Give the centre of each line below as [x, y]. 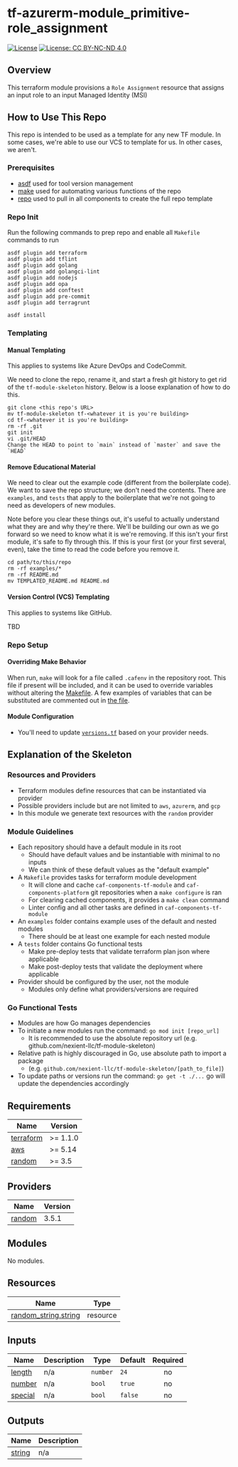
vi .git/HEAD [27, 439]
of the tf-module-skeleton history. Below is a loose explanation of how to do [119, 387]
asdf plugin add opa [38, 284]
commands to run [33, 240]
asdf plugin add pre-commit [49, 297]
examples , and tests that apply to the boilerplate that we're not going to [111, 498]
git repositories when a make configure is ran [156, 892]
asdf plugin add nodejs [43, 278]
